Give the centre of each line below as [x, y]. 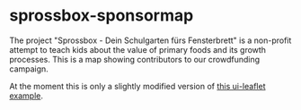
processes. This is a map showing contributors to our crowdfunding [135, 59]
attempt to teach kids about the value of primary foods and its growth [138, 49]
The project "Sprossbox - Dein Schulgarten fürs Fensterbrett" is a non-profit [150, 40]
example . [26, 96]
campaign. [29, 69]
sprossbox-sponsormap [102, 16]
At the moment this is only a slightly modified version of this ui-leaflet [137, 86]
